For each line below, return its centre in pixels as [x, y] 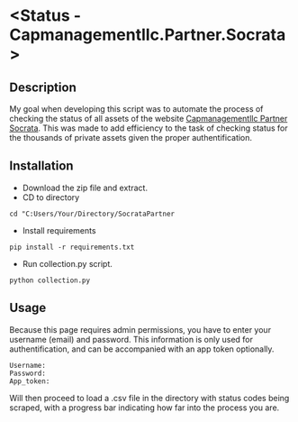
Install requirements [59, 230]
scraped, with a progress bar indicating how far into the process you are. [144, 408]
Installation [41, 166]
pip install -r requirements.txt [72, 247]
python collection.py [50, 280]
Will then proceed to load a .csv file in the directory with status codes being [149, 398]
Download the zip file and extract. [85, 188]
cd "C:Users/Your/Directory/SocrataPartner [92, 214]
